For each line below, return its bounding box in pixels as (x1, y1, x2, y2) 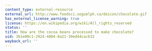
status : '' (5, 25, 27, 30)
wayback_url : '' (5, 39, 38, 44)
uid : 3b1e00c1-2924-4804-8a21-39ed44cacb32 (5, 34, 95, 39)
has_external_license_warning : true (5, 16, 79, 21)
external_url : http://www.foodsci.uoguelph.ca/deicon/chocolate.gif (5, 12, 147, 17)
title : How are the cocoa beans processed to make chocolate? (5, 30, 134, 34)
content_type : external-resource (5, 7, 73, 12)
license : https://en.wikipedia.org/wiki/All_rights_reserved (5, 20, 132, 26)
